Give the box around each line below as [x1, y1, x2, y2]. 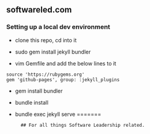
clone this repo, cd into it [14, 36, 77, 44]
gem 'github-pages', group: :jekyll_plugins [6, 76, 120, 83]
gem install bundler [14, 87, 63, 94]
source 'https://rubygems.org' [6, 72, 85, 78]
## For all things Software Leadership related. [20, 122, 145, 128]
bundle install [14, 99, 49, 106]
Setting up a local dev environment [6, 23, 110, 31]
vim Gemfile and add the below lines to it [14, 59, 116, 67]
